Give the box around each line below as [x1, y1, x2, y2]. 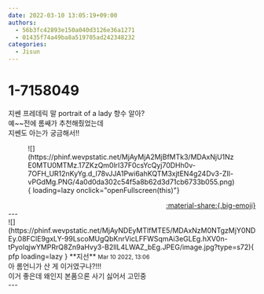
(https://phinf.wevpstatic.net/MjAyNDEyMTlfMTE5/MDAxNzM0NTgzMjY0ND [8, 225, 256, 235]
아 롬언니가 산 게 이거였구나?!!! [8, 261, 102, 270]
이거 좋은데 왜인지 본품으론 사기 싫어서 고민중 [8, 271, 147, 281]
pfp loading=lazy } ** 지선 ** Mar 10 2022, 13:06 [8, 252, 150, 261]
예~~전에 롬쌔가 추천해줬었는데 [8, 118, 104, 128]
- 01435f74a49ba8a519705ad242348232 [15, 33, 135, 42]
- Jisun [15, 48, 41, 56]
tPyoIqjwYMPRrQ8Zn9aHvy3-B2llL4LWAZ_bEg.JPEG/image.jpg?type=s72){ [8, 242, 255, 252]
